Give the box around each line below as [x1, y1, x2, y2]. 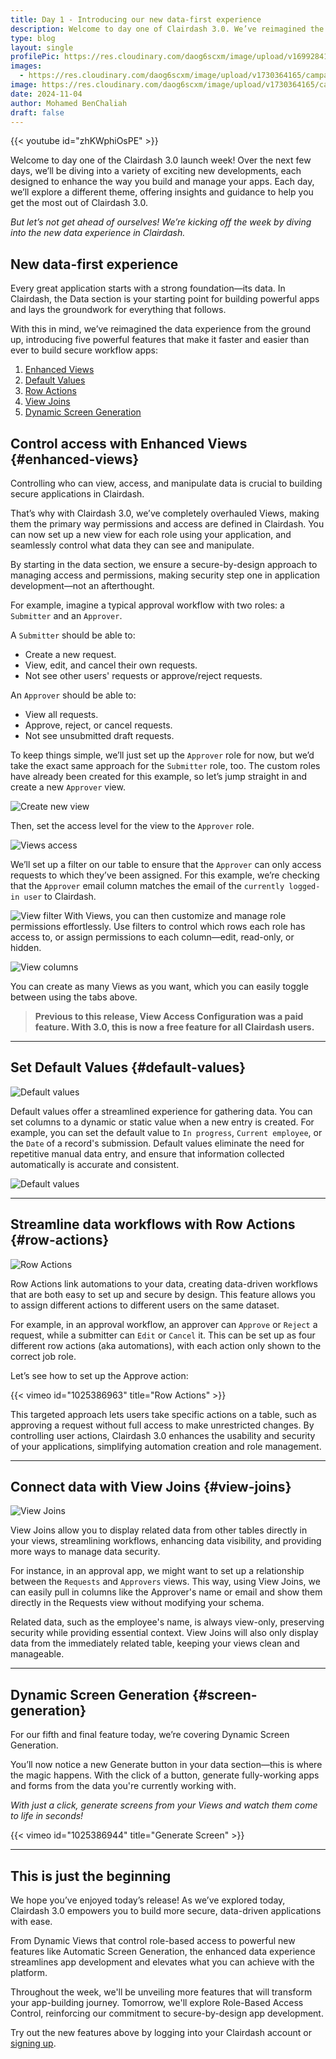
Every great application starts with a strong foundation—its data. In [10, 282, 286, 295]
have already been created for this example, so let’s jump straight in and [10, 771, 307, 782]
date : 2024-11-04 [10, 89, 83, 99]
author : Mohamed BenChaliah [10, 98, 128, 108]
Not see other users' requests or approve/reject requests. [24, 670, 263, 681]
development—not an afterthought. [10, 580, 155, 591]
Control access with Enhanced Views [10, 435, 248, 452]
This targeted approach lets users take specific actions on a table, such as [10, 1408, 317, 1420]
